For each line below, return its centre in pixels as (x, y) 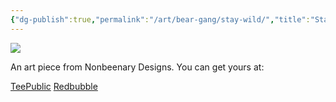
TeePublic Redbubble (54, 86)
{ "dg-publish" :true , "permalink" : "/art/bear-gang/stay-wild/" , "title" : (160, 19)
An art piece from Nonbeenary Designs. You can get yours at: (137, 67)
